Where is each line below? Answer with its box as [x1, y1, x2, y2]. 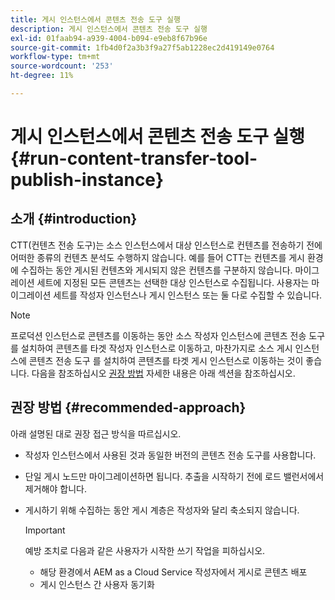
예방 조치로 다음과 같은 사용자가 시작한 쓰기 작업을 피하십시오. [24, 544, 266, 556]
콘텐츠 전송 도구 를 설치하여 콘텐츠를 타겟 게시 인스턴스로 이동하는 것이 [28, 354, 304, 366]
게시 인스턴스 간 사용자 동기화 [39, 578, 155, 590]
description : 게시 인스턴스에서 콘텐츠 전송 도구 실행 [10, 24, 208, 34]
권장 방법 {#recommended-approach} [10, 399, 247, 416]
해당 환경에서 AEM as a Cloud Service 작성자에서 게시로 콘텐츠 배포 [39, 566, 308, 578]
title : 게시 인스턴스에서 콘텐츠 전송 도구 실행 [10, 14, 181, 25]
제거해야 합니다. [24, 482, 87, 495]
